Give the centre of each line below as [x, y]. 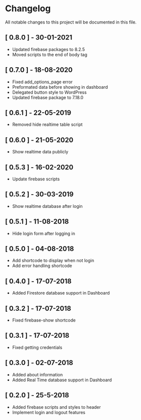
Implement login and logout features [49, 412]
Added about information [37, 374]
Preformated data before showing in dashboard [60, 87]
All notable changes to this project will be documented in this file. [71, 22]
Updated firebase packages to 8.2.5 [48, 49]
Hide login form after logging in [44, 233]
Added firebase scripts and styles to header [57, 407]
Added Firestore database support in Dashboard [61, 293]
